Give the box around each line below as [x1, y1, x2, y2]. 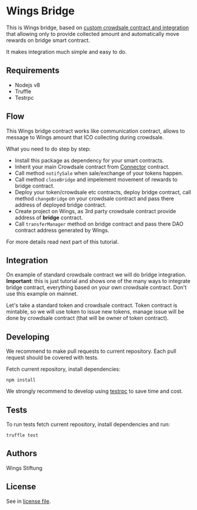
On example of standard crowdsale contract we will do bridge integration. [6, 271, 186, 278]
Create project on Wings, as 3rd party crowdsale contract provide [14, 207, 177, 214]
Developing [6, 331, 49, 342]
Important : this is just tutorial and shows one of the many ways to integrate [6, 278, 190, 285]
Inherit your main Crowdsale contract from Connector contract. [14, 163, 170, 170]
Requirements [6, 66, 60, 76]
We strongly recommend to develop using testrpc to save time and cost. [6, 388, 183, 395]
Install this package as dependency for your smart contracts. [14, 156, 164, 164]
